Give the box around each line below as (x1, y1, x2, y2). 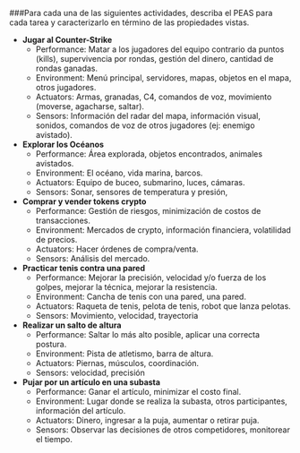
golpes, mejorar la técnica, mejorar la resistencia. (35, 282, 218, 292)
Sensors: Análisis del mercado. (35, 253, 150, 263)
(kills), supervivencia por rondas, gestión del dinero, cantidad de (35, 54, 274, 64)
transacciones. (35, 215, 91, 226)
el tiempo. (35, 434, 73, 444)
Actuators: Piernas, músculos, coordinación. (35, 358, 200, 368)
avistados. (35, 158, 74, 168)
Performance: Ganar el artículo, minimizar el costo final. (35, 387, 242, 397)
